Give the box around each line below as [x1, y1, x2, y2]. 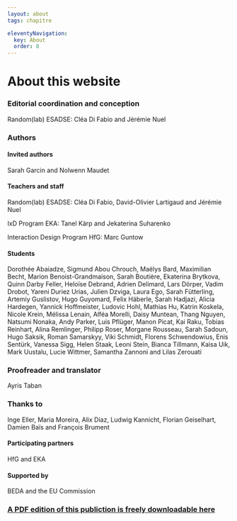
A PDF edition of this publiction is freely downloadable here [7, 505, 216, 515]
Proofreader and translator [7, 366, 101, 376]
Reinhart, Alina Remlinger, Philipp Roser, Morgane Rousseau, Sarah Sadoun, [7, 325, 229, 334]
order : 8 [13, 43, 40, 50]
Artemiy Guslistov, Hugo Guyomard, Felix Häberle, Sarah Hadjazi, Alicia [7, 295, 215, 303]
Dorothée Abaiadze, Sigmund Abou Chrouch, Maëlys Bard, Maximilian [7, 265, 212, 274]
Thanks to [7, 399, 43, 409]
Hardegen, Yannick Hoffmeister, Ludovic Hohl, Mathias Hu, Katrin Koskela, [7, 303, 224, 311]
